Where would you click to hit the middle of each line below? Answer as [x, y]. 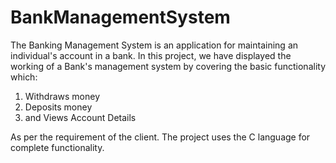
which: [24, 77]
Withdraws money [62, 96]
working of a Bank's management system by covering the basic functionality [168, 66]
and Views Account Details [80, 117]
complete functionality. [57, 147]
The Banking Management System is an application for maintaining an [154, 45]
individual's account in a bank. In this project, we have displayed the [151, 55]
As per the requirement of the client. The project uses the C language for [160, 137]
